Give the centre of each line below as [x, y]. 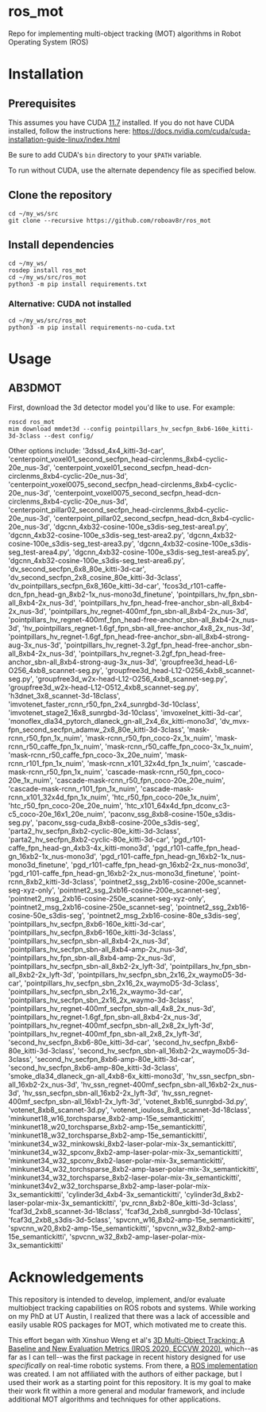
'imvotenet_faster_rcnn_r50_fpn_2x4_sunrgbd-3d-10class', [104, 704]
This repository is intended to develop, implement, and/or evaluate [117, 1299]
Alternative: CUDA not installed [70, 304]
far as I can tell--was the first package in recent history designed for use [127, 1357]
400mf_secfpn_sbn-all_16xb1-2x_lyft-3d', [75, 1101]
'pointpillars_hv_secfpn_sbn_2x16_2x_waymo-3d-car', [96, 991]
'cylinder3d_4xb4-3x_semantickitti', [124, 1194]
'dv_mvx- [235, 721]
